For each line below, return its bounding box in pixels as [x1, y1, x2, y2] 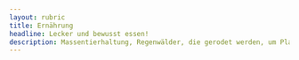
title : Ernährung [9, 21, 74, 30]
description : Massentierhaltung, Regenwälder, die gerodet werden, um [9, 37, 277, 47]
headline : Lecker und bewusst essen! [9, 29, 149, 38]
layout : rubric [9, 12, 66, 22]
